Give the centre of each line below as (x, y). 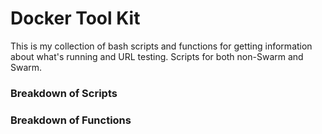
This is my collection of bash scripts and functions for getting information (161, 46)
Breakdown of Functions (71, 120)
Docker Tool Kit (75, 18)
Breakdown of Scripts (64, 93)
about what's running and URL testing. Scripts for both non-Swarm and (157, 56)
